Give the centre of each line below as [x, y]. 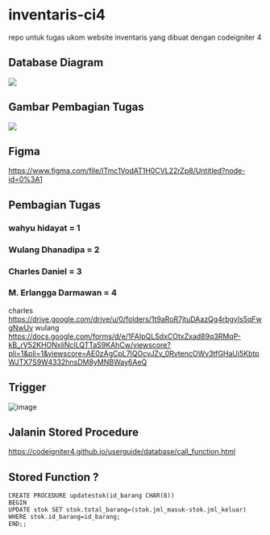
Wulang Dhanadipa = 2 [54, 250]
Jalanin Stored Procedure [74, 433]
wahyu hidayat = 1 [44, 228]
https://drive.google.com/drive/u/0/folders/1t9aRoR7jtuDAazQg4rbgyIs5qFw [135, 319]
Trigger [27, 388]
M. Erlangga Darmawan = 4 [63, 293]
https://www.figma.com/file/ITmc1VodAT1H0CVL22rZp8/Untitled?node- [127, 171]
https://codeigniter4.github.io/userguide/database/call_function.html [122, 452]
